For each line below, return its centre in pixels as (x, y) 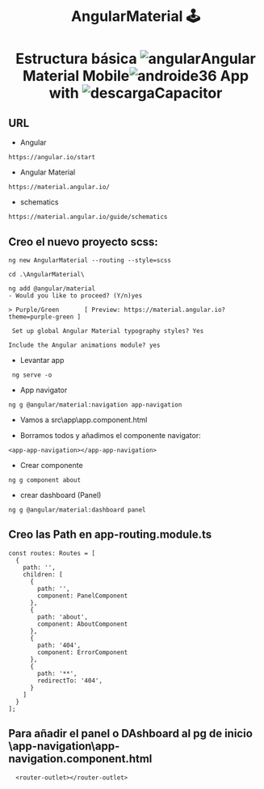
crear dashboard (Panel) (61, 495)
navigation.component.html (80, 759)
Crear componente (51, 465)
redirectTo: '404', (70, 681)
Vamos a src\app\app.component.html (84, 420)
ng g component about (45, 480)
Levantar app (42, 360)
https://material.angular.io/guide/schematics (88, 217)
